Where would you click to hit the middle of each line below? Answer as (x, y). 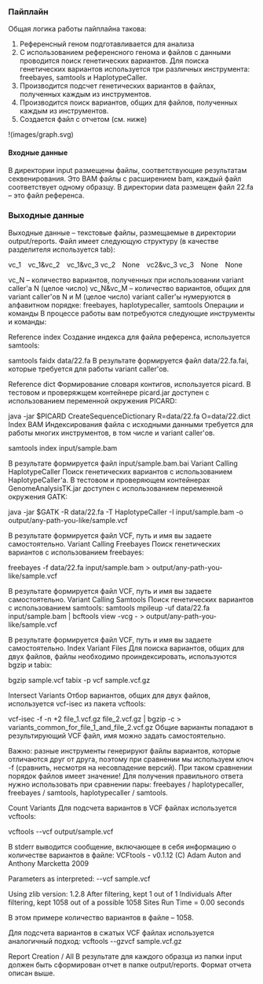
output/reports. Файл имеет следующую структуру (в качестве (113, 241)
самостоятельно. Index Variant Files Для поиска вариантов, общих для (126, 648)
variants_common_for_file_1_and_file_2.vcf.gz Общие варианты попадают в (131, 727)
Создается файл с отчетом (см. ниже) (83, 120)
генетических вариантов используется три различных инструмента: (134, 69)
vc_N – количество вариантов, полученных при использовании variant (126, 280)
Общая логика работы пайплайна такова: (77, 29)
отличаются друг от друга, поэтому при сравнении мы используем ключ (131, 759)
